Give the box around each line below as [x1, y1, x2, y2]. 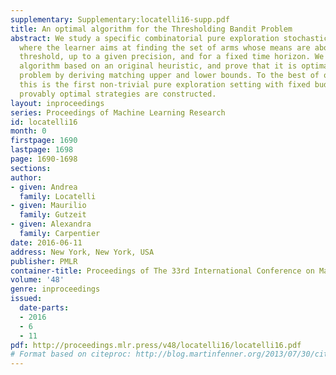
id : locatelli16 [10, 117, 78, 127]
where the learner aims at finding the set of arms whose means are [19, 42, 311, 53]
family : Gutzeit [19, 210, 87, 220]
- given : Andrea [10, 182, 78, 192]
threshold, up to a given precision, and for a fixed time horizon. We [19, 52, 325, 62]
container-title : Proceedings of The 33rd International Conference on [10, 266, 315, 276]
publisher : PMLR [10, 256, 78, 266]
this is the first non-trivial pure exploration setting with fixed [19, 80, 311, 90]
